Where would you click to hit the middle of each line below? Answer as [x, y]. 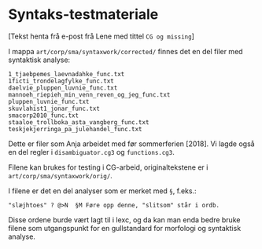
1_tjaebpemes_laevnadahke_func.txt [66, 74]
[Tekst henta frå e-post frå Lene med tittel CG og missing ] [101, 36]
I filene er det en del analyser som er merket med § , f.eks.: [102, 191]
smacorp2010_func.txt [44, 115]
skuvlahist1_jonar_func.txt [54, 108]
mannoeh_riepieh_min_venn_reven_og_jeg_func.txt [89, 95]
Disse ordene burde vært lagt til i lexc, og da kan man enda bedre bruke [124, 220]
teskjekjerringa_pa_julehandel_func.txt [76, 129]
